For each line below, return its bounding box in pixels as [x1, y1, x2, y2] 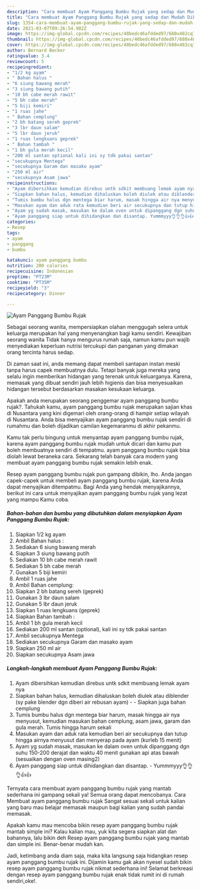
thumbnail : [7, 36, 34, 42]
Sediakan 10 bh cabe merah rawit [15, 556, 97, 563]
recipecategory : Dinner [7, 290, 66, 296]
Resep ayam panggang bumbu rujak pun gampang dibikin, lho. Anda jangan [7, 471, 192, 478]
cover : [7, 42, 23, 48]
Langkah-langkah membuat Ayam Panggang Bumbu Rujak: [7, 665, 158, 672]
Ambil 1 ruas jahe [15, 575, 58, 582]
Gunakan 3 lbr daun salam [15, 594, 80, 601]
